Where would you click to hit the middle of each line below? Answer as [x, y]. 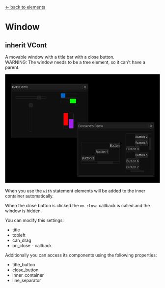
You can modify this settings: [34, 220]
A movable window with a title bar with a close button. [60, 57]
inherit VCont [26, 45]
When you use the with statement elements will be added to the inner [75, 191]
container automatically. [29, 196]
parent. [12, 67]
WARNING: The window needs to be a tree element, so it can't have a [75, 62]
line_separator [27, 280]
